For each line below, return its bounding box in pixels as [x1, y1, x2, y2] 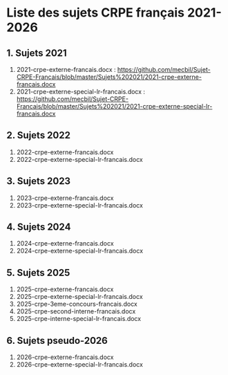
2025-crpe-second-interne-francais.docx [16, 307, 136, 315]
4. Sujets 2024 [6, 221, 71, 233]
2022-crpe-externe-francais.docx [16, 147, 114, 156]
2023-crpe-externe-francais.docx [16, 194, 114, 202]
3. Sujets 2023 [6, 175, 70, 187]
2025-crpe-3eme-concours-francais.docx [16, 300, 137, 309]
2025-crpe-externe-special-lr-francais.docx [16, 293, 143, 301]
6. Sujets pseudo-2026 [6, 334, 108, 347]
